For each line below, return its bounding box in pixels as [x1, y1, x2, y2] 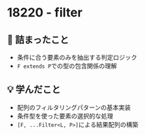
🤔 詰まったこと [7, 34, 69, 45]
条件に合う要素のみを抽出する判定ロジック [16, 53, 137, 61]
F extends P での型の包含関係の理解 [16, 62, 118, 70]
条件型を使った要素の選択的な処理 [16, 112, 114, 120]
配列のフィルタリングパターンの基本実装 [16, 103, 131, 111]
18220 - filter [7, 5, 83, 21]
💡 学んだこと [7, 84, 61, 95]
